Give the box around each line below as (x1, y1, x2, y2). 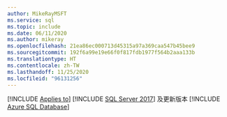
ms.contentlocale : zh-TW (7, 62, 80, 69)
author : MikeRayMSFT (7, 10, 68, 17)
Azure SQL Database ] (7, 102, 70, 111)
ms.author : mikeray (7, 36, 64, 43)
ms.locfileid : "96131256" (7, 75, 82, 82)
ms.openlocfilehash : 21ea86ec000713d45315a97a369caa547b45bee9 (7, 42, 196, 49)
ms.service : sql (7, 17, 54, 24)
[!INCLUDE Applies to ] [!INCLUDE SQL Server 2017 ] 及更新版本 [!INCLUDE (7, 95, 221, 103)
